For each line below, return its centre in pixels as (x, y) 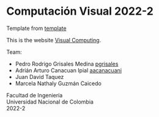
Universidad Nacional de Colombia (50, 102)
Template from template (36, 28)
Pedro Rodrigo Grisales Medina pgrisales (67, 64)
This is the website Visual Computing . (54, 40)
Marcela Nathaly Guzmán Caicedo (58, 83)
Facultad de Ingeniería (35, 95)
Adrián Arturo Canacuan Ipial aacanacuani (68, 70)
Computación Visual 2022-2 (80, 11)
